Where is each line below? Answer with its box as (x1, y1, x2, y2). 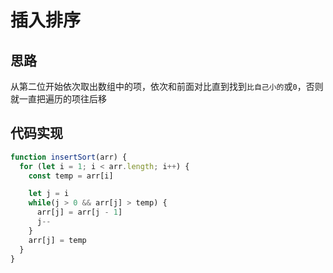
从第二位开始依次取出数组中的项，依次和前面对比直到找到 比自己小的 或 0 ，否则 (10, 81, 324, 92)
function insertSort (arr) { (10, 152, 128, 162)
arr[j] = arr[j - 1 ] (36, 207, 123, 218)
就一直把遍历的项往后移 (10, 93, 107, 105)
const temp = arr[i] (28, 171, 114, 181)
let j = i (28, 189, 70, 199)
